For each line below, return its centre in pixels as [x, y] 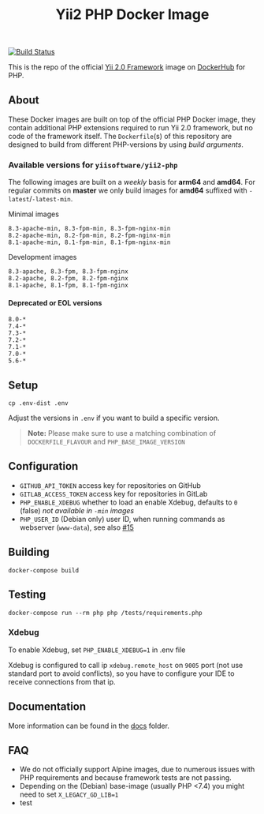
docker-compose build [44, 570]
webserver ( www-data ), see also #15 [76, 527]
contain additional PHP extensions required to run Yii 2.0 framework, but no [131, 127]
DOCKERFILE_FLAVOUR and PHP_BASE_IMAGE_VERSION [106, 442]
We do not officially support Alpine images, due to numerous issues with [137, 769]
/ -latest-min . [51, 199]
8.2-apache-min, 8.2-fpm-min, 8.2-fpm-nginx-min [89, 236]
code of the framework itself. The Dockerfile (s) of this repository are [120, 136]
